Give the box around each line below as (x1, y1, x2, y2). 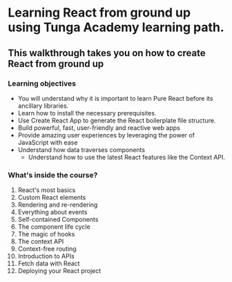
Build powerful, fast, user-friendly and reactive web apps (17, 123, 180, 132)
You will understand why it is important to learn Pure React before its (17, 94, 213, 102)
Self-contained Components (17, 216, 99, 224)
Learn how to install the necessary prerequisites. (17, 109, 157, 117)
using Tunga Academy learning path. (8, 19, 225, 35)
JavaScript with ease (17, 138, 78, 147)
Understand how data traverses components (17, 145, 146, 153)
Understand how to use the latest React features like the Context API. (28, 153, 226, 161)
